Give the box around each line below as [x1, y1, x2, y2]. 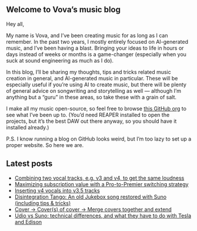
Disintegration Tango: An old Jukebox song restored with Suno [14, 193, 166, 200]
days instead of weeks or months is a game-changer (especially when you [6, 50, 187, 58]
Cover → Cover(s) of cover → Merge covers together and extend [14, 206, 172, 213]
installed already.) [6, 123, 49, 131]
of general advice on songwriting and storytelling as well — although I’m [6, 87, 181, 94]
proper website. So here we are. [6, 141, 84, 148]
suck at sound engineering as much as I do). [6, 57, 113, 64]
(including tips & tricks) [14, 199, 71, 206]
